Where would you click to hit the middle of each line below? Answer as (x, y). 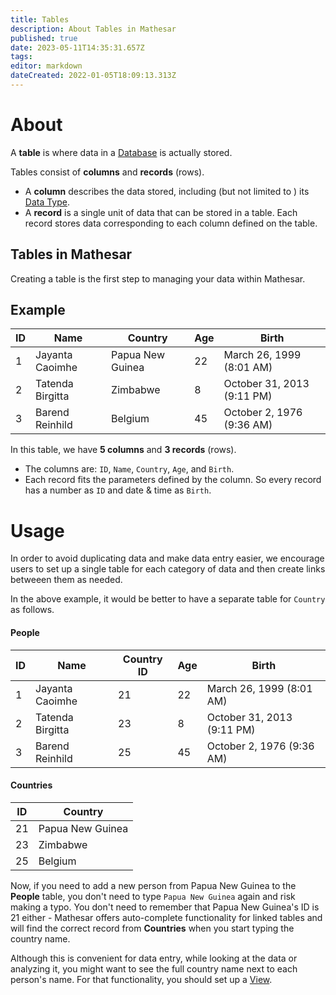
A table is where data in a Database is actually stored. (121, 152)
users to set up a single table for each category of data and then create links (168, 569)
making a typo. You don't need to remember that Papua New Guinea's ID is (165, 907)
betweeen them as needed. (66, 580)
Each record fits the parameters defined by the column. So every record (173, 480)
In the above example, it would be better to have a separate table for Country (168, 599)
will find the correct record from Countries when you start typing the (152, 928)
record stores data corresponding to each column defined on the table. (171, 223)
